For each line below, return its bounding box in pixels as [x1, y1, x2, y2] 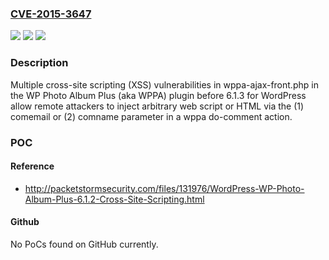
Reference [10, 160, 55, 172]
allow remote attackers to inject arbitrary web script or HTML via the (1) [10, 100, 305, 112]
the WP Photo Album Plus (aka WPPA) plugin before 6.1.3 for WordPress [10, 89, 307, 101]
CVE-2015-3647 [10, 7, 92, 21]
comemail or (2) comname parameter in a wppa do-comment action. [10, 110, 293, 122]
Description [10, 56, 69, 70]
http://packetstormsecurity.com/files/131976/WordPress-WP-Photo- [24, 182, 305, 194]
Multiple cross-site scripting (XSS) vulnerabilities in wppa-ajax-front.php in [10, 78, 319, 91]
